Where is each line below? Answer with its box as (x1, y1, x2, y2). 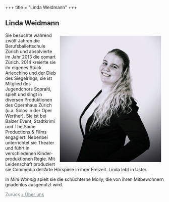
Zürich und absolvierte (5, 48, 52, 55)
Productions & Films (5, 129, 47, 135)
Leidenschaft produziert (5, 161, 55, 167)
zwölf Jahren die (5, 37, 40, 43)
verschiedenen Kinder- (5, 150, 53, 156)
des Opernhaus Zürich (5, 102, 52, 108)
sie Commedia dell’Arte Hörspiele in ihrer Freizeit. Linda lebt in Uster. (5, 166, 148, 172)
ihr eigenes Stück (5, 64, 42, 70)
